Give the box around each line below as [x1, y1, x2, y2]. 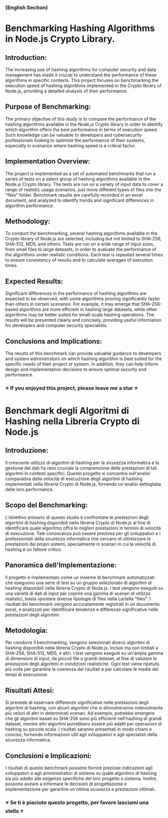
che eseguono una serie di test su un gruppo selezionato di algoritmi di [5, 580, 152, 586]
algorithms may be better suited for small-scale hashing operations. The [5, 312, 154, 318]
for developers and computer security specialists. [5, 322, 108, 328]
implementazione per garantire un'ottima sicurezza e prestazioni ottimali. [5, 786, 156, 792]
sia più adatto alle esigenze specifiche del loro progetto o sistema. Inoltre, [5, 775, 158, 781]
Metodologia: [5, 626, 48, 634]
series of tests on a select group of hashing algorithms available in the [5, 175, 150, 182]
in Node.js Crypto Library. [5, 33, 115, 45]
